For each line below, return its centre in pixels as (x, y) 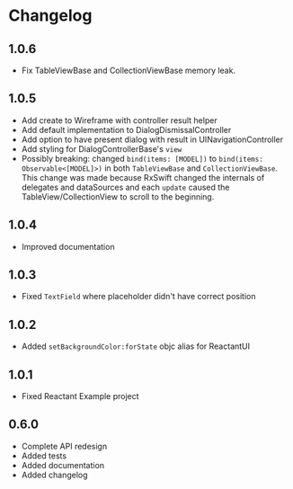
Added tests (44, 456)
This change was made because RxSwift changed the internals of (143, 177)
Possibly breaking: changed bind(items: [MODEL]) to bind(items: (142, 158)
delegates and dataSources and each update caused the (125, 187)
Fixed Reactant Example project (80, 396)
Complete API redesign (64, 446)
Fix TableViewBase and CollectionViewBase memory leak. (128, 70)
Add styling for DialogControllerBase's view (102, 148)
